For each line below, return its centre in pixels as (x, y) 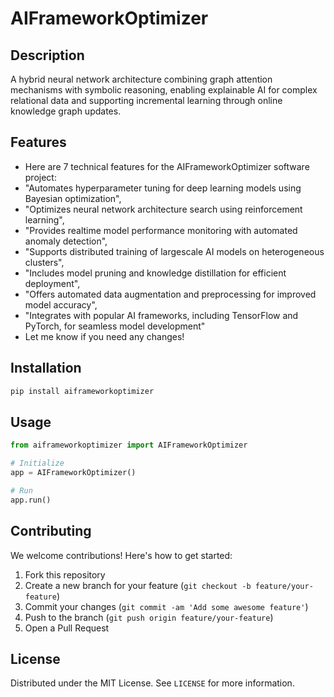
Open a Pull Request (67, 628)
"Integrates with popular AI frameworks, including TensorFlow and (161, 315)
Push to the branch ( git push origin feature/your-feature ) (149, 617)
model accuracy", (61, 304)
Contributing (51, 531)
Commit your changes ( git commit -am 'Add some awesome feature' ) (166, 606)
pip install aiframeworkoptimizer (82, 391)
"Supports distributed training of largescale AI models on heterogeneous (174, 251)
